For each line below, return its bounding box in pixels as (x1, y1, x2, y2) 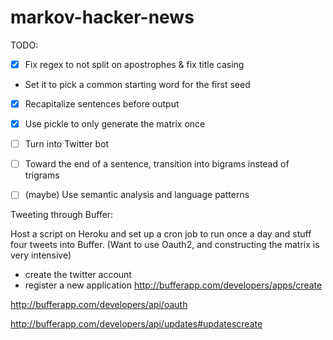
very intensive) (10, 249, 72, 261)
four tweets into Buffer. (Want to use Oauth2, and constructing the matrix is (10, 239, 320, 251)
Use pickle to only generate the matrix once (24, 118, 206, 130)
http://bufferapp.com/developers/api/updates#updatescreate (10, 318, 263, 330)
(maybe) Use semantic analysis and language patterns (24, 189, 250, 201)
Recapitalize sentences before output (24, 98, 180, 110)
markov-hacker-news (10, 6, 195, 29)
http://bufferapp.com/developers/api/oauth (10, 299, 188, 311)
